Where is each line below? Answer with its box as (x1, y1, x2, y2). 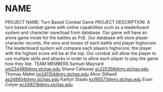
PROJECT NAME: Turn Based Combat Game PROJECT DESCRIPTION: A (5, 19, 150, 25)
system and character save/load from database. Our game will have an (5, 29, 147, 35)
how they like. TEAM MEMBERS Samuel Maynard (5, 61, 104, 67)
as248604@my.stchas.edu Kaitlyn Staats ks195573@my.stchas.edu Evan (5, 76, 153, 82)
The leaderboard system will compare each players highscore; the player (5, 45, 152, 51)
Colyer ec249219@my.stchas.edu (5, 81, 73, 87)
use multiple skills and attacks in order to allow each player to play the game (5, 55, 159, 61)
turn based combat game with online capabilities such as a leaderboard (5, 24, 149, 30)
